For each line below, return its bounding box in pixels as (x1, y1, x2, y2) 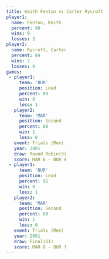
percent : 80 (19, 211, 49, 217)
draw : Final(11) (13, 238, 54, 244)
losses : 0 (11, 63, 35, 69)
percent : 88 (19, 124, 49, 129)
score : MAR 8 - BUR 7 (13, 244, 67, 250)
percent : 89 (19, 91, 49, 97)
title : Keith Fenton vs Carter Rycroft (6, 8, 104, 15)
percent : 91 (19, 178, 49, 184)
